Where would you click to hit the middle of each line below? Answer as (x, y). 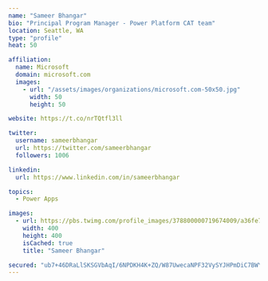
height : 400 (42, 235)
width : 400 (41, 228)
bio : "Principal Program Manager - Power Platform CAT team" (112, 23)
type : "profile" (35, 38)
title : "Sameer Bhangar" (64, 251)
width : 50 (45, 97)
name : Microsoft (42, 67)
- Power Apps (37, 199)
